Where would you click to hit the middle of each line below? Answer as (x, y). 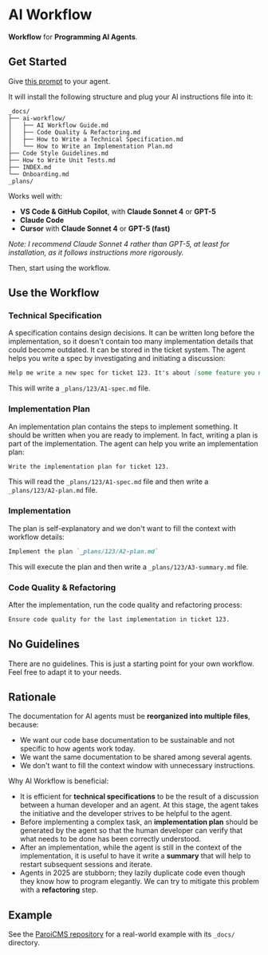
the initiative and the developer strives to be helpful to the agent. (126, 814)
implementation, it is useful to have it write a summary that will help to (135, 856)
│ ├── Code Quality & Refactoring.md (75, 132)
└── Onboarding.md (39, 174)
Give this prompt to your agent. (59, 81)
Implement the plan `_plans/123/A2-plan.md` (83, 551)
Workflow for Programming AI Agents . (73, 37)
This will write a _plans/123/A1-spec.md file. (79, 388)
